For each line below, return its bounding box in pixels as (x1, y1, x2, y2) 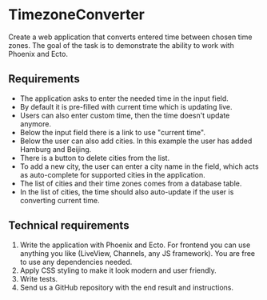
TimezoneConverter (8, 6, 145, 24)
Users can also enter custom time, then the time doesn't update (19, 110, 230, 120)
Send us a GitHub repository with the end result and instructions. (19, 282, 234, 292)
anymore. (19, 118, 52, 129)
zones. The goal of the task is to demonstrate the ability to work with (8, 40, 234, 50)
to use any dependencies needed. (19, 257, 133, 266)
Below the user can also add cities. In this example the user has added (19, 136, 253, 146)
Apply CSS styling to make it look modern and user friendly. (19, 266, 217, 275)
